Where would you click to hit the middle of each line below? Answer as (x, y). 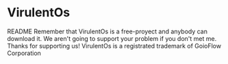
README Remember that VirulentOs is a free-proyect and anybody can (107, 31)
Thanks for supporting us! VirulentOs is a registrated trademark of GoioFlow (114, 46)
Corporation (24, 53)
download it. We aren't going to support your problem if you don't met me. (112, 38)
